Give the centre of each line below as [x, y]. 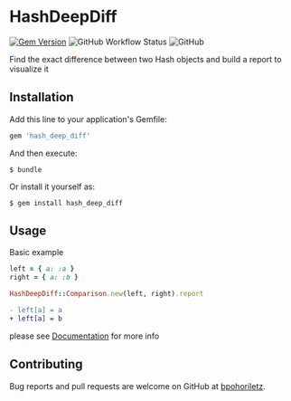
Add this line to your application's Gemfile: [88, 119]
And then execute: [43, 153]
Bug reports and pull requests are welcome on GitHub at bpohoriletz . [137, 386]
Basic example [37, 253]
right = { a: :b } [44, 278]
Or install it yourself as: [52, 186]
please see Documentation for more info [84, 336]
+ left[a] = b [36, 319]
